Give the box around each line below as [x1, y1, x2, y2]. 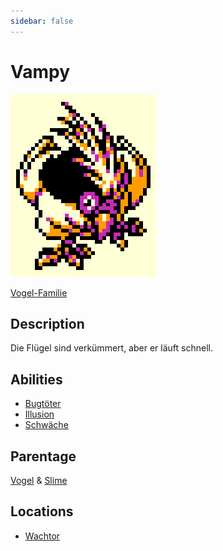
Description [10, 315, 85, 332]
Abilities [10, 371, 63, 388]
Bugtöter [24, 398, 62, 410]
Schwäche [24, 419, 69, 431]
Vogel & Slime [10, 475, 68, 486]
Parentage [10, 448, 77, 465]
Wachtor [24, 530, 61, 542]
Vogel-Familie [10, 286, 68, 299]
